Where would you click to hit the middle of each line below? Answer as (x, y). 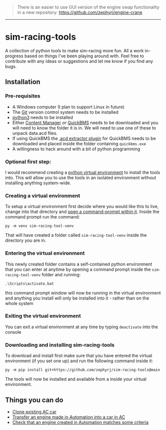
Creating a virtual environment (43, 196)
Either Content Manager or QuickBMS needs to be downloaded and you (85, 123)
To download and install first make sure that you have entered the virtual (79, 356)
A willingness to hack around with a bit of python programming (76, 149)
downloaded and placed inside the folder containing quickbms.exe (79, 143)
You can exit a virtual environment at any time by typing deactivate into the (82, 327)
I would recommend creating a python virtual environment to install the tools (83, 172)
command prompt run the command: (42, 217)
